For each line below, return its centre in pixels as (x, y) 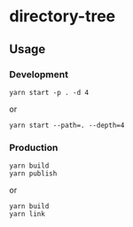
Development (39, 74)
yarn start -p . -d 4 (49, 92)
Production (34, 147)
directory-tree (63, 16)
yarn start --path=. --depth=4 (67, 125)
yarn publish (33, 174)
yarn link (27, 215)
